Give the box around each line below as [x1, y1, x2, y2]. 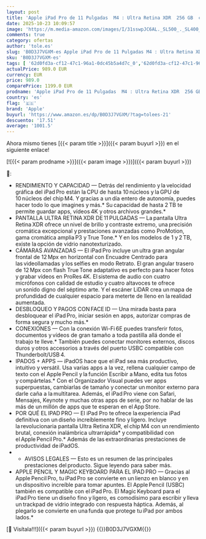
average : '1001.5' [6, 123, 53, 129]
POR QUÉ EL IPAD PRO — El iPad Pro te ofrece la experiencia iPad [15, 410, 181, 417]
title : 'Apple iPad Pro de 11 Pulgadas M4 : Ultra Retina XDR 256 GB [6, 15, 193, 21]
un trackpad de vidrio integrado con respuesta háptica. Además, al [15, 500, 184, 508]
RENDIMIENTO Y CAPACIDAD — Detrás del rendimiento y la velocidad [15, 182, 191, 189]
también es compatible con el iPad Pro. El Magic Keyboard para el [15, 488, 181, 495]
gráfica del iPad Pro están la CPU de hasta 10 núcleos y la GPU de [15, 188, 180, 196]
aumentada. [15, 299, 46, 306]
